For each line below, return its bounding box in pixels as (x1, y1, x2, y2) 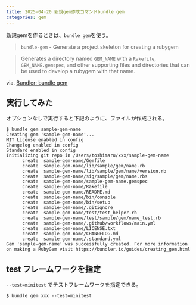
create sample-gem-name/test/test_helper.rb (21, 210, 137, 216)
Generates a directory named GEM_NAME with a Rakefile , (20, 55, 157, 62)
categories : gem (6, 14, 46, 20)
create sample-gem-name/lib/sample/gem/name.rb (21, 163, 145, 169)
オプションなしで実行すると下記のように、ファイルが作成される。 (6, 114, 168, 122)
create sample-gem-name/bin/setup (21, 200, 111, 206)
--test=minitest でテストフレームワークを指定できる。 (6, 281, 142, 288)
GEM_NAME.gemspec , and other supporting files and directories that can (20, 61, 190, 69)
